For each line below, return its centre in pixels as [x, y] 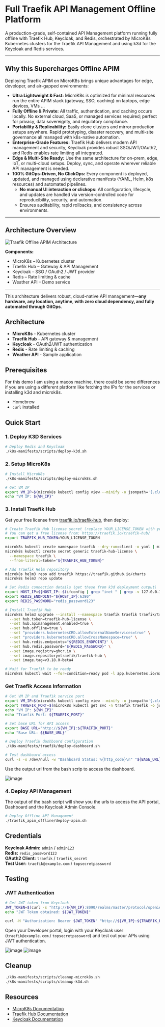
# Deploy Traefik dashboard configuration [49, 742]
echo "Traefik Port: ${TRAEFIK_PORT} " [45, 715]
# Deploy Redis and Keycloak [35, 446]
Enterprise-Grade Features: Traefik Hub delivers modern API [74, 142]
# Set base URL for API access [37, 723]
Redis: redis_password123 [31, 853]
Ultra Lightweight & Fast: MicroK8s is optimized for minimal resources [84, 95]
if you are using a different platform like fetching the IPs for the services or [80, 387]
